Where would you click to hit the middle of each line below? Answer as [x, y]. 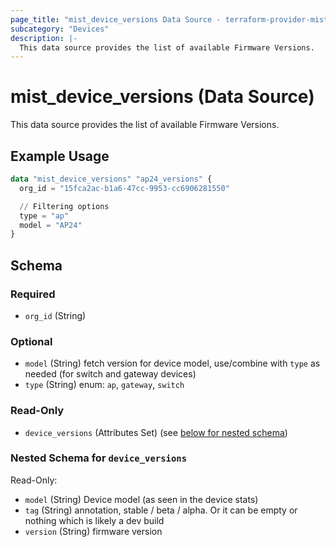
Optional [31, 341]
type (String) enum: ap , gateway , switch [104, 385]
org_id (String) [55, 315]
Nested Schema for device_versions [99, 458]
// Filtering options [64, 206]
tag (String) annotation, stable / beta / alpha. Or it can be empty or [161, 510]
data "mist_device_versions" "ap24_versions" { [111, 179]
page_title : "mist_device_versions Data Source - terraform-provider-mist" [171, 19]
